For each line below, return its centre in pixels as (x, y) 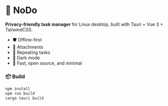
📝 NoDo (21, 10)
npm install (18, 89)
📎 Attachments (28, 47)
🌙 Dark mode (26, 58)
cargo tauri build (24, 98)
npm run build (20, 94)
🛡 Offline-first (27, 39)
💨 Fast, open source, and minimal (47, 63)
